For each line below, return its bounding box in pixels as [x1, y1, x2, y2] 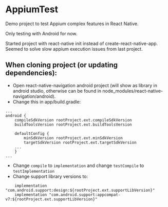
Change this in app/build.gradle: [12, 98, 81, 105]
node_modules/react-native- [102, 88, 163, 94]
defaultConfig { [14, 131, 50, 136]
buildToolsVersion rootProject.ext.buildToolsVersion [14, 122, 132, 127]
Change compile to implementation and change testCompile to [12, 162, 144, 169]
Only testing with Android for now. [5, 30, 78, 36]
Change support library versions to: [12, 173, 88, 179]
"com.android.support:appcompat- [49, 192, 121, 197]
